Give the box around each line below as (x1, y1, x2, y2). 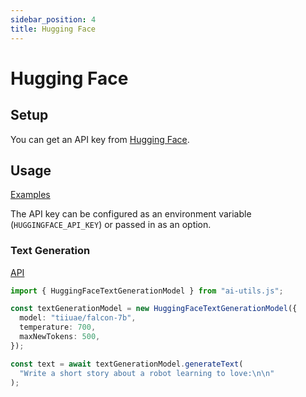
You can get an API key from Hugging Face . (10, 133, 190, 145)
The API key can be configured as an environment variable (10, 208, 252, 220)
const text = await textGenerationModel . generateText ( (10, 359, 244, 369)
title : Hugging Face (10, 24, 97, 34)
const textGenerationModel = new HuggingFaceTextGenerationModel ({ (10, 304, 298, 314)
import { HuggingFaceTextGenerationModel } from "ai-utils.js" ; (10, 286, 284, 296)
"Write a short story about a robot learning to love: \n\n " (19, 368, 275, 378)
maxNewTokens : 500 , (19, 332, 101, 342)
